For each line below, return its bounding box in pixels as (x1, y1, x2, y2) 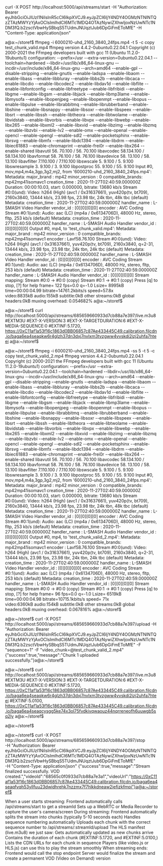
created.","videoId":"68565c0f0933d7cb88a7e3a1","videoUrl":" (5, 774, 131, 779)
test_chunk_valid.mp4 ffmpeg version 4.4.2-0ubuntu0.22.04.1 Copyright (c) (5, 45, 155, 50)
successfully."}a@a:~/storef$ (5, 657, 64, 663)
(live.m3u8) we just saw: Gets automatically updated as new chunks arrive (5, 829, 154, 835)
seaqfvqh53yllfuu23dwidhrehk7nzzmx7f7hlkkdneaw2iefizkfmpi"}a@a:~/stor (5, 784, 158, 790)
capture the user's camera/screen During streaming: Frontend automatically (5, 809, 157, 814)
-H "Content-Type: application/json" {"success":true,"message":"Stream (5, 763, 150, 769)
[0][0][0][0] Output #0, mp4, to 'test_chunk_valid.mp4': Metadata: (5, 226, 137, 231)
